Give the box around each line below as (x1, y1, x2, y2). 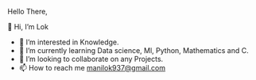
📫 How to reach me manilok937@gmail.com (18, 63, 166, 72)
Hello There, (7, 7, 48, 16)
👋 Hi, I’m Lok (7, 22, 49, 31)
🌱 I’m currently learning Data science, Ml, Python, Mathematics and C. (18, 46, 249, 55)
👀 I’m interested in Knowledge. (18, 37, 119, 47)
